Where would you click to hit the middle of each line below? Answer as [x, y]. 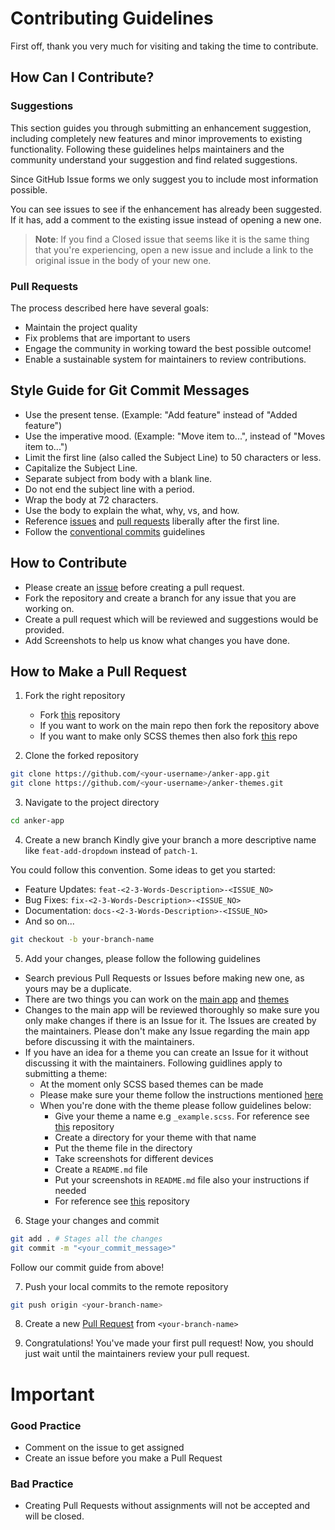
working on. [49, 608]
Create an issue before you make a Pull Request [123, 1458]
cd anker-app [37, 821]
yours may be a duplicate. [78, 988]
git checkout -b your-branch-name [82, 939]
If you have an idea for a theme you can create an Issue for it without [166, 1052]
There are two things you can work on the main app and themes [157, 999]
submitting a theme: [66, 1073]
